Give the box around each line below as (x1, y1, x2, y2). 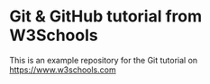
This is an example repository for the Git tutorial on (9, 55, 198, 65)
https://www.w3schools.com (9, 64, 116, 75)
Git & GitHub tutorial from (9, 6, 203, 27)
